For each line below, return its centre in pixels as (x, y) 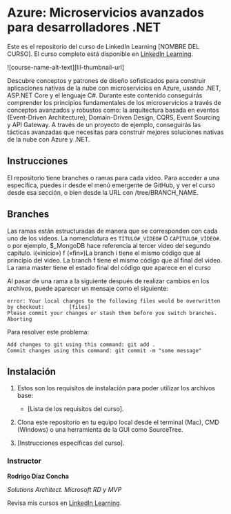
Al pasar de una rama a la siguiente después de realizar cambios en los (108, 280)
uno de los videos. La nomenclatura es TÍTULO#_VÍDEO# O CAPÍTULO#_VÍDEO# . (114, 238)
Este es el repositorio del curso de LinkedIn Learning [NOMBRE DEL (103, 46)
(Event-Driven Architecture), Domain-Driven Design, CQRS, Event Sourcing (114, 117)
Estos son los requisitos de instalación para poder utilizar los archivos (116, 388)
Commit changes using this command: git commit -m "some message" (104, 350)
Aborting (20, 319)
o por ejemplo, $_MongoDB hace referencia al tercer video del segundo (109, 245)
